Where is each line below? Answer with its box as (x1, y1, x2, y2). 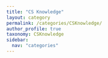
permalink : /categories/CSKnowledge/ (6, 20, 103, 26)
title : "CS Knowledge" (6, 8, 64, 15)
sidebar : (6, 37, 29, 43)
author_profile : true (6, 25, 62, 32)
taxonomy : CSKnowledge (6, 31, 64, 37)
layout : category (6, 14, 51, 21)
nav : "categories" (12, 43, 59, 49)
